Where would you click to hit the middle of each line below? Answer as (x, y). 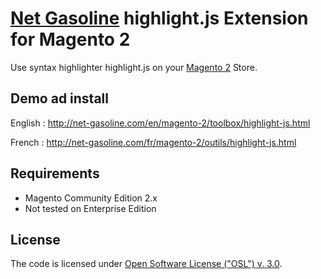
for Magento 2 (70, 39)
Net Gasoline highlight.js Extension (159, 18)
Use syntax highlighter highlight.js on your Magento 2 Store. (134, 67)
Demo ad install (59, 98)
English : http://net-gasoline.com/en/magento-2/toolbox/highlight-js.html (160, 123)
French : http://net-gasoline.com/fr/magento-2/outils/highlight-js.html (153, 142)
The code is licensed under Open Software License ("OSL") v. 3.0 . (146, 264)
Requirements (55, 173)
